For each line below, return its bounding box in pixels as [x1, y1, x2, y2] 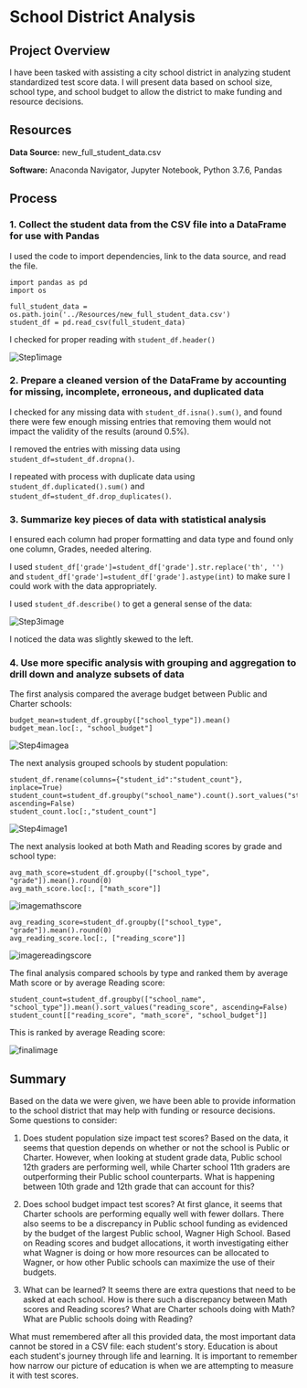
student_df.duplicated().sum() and [9, 480, 145, 491]
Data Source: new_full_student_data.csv [9, 146, 162, 157]
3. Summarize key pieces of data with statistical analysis [9, 513, 267, 526]
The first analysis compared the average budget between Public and [9, 689, 268, 699]
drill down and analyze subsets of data [9, 668, 185, 681]
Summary [9, 1071, 67, 1087]
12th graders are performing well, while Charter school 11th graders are [22, 1162, 291, 1172]
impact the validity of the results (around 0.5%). [9, 426, 190, 436]
